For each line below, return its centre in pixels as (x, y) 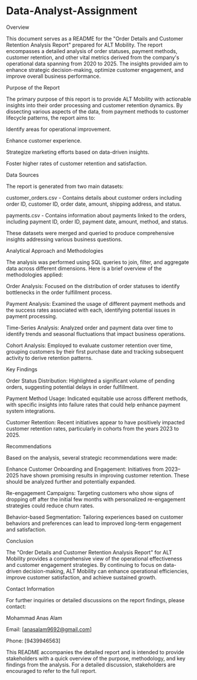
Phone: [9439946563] (33, 641)
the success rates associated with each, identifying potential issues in (91, 310)
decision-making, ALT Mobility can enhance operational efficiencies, (106, 571)
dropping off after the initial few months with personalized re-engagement (96, 499)
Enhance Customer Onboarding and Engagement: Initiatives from (85, 469)
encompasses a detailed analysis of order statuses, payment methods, (92, 51)
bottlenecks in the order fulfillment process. (59, 292)
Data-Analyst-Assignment (72, 11)
